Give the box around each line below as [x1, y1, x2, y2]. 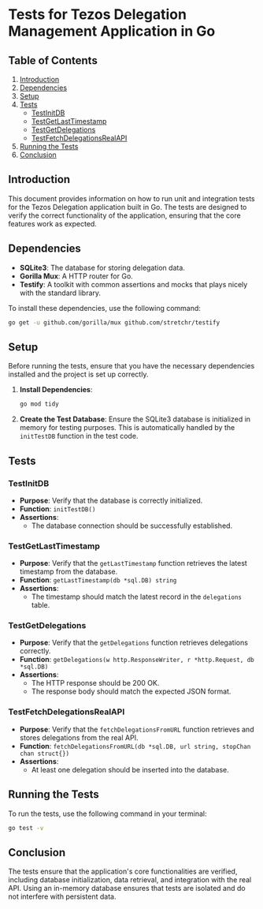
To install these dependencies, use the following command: [8, 303, 201, 312]
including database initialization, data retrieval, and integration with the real [8, 875, 252, 885]
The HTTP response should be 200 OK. [31, 679, 160, 688]
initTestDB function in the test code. [19, 432, 139, 441]
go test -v [8, 824, 44, 832]
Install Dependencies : [19, 385, 93, 395]
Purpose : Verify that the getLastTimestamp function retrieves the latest [19, 559, 248, 568]
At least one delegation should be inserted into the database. [31, 765, 230, 774]
